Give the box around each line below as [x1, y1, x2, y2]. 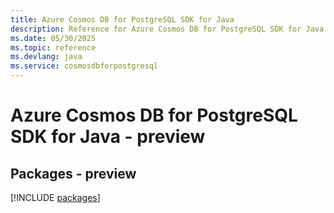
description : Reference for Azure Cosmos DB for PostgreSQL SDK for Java [10, 24, 325, 34]
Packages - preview [10, 165, 137, 182]
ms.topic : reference [10, 42, 97, 53]
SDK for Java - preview [10, 126, 206, 148]
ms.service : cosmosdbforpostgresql [10, 61, 159, 71]
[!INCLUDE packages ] [10, 192, 101, 203]
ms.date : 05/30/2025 [10, 33, 97, 43]
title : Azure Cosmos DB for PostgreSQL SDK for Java [10, 14, 235, 25]
